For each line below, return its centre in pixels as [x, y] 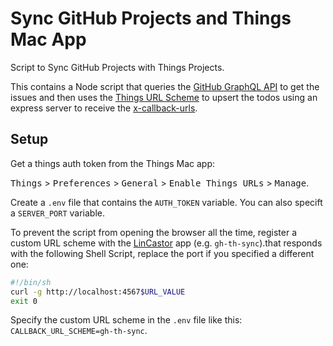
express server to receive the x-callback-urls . [104, 108]
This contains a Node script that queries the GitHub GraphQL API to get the [165, 86]
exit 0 [24, 301]
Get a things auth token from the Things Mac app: [113, 163]
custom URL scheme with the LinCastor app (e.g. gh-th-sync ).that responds [166, 243]
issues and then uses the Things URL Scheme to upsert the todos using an [164, 97]
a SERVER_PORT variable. [57, 213]
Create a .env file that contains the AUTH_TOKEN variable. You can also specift [166, 202]
